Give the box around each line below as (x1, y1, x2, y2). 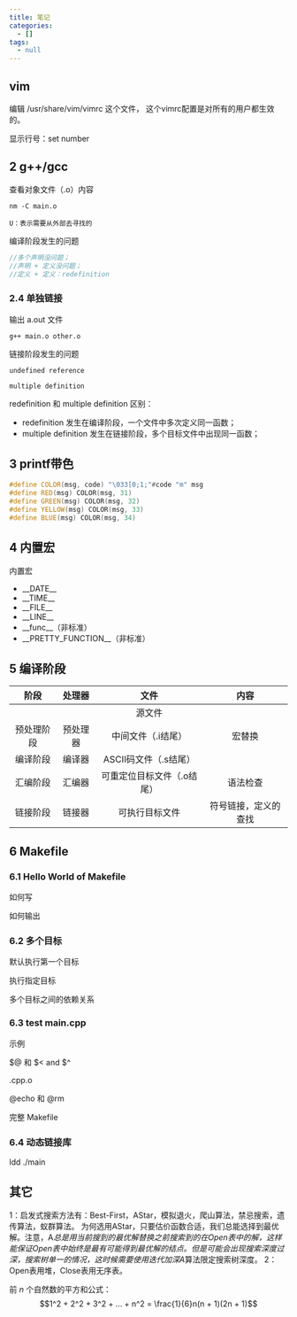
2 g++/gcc (9, 159, 69, 174)
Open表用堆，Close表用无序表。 (9, 1265, 128, 1275)
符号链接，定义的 (209, 800, 281, 812)
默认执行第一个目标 (9, 957, 80, 967)
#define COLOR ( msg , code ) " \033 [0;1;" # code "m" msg (9, 480, 203, 490)
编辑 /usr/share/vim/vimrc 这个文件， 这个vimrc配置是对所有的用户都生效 (9, 103, 275, 113)
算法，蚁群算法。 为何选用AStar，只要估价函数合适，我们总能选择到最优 (16, 1220, 280, 1231)
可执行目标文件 (118, 807, 181, 819)
